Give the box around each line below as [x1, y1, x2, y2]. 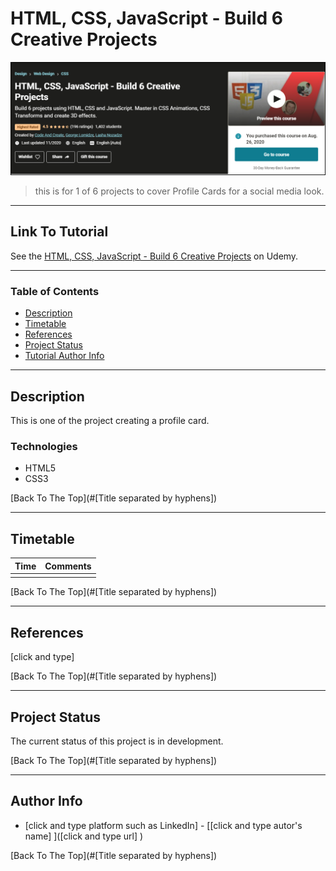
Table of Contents [10, 284, 100, 298]
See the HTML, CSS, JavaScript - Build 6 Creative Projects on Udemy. [10, 250, 299, 262]
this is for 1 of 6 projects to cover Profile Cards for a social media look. [34, 185, 325, 197]
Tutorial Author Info [24, 350, 105, 362]
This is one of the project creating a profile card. [10, 414, 210, 426]
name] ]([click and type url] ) [24, 830, 144, 842]
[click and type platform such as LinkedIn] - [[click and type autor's [24, 819, 303, 831]
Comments [44, 560, 92, 572]
